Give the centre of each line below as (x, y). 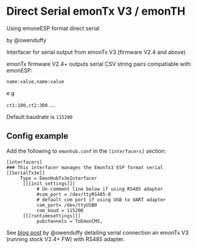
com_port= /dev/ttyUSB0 (67, 205)
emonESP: (19, 70)
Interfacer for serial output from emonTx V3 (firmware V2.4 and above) (96, 52)
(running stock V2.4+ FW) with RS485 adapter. (66, 239)
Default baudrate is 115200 (40, 117)
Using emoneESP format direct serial (53, 28)
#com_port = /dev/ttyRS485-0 (74, 194)
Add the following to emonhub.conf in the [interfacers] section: (86, 151)
